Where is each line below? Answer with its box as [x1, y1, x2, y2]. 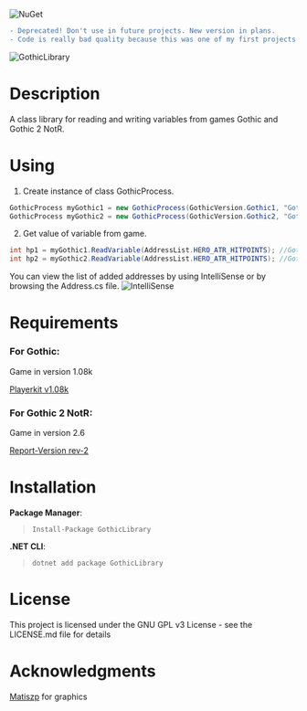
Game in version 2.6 [9, 427, 85, 438]
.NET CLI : [9, 540, 46, 552]
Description [9, 83, 101, 104]
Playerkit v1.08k [9, 384, 69, 395]
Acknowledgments [9, 661, 157, 681]
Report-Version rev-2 [9, 444, 89, 456]
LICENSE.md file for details [9, 629, 111, 640]
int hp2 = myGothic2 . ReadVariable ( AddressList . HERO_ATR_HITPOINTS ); [9, 254, 276, 264]
